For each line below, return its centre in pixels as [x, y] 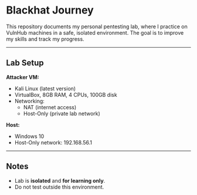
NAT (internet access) [50, 107]
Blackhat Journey [50, 10]
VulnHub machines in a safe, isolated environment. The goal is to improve [95, 32]
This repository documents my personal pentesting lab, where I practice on [97, 26]
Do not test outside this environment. [59, 187]
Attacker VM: [23, 77]
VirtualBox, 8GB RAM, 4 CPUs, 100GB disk [66, 95]
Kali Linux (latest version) [45, 88]
